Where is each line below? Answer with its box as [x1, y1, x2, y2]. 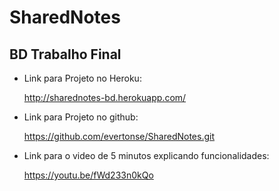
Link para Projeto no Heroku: [23, 72, 142, 84]
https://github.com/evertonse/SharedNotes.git [23, 131, 216, 142]
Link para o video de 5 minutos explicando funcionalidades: [23, 150, 270, 161]
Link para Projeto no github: [23, 111, 139, 123]
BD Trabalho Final [9, 46, 122, 63]
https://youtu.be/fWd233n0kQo [23, 169, 154, 181]
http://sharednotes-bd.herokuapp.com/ [23, 92, 187, 103]
